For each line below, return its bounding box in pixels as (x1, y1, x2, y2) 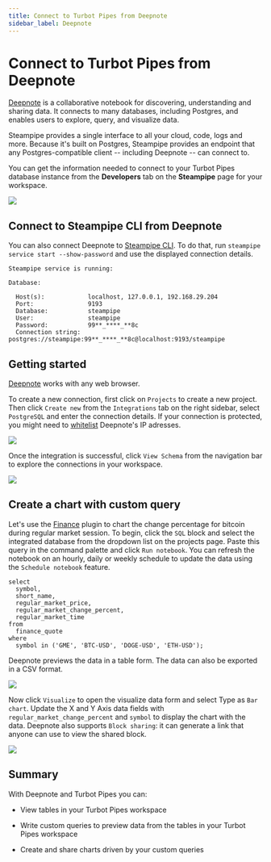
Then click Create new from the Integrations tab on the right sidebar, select (8, 403, 261, 412)
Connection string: (15, 328, 81, 337)
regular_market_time (15, 613, 85, 621)
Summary (8, 768, 59, 781)
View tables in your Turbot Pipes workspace (19, 805, 167, 814)
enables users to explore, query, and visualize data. (8, 115, 180, 125)
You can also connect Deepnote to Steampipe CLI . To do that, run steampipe (8, 241, 261, 250)
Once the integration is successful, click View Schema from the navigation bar (8, 451, 263, 461)
